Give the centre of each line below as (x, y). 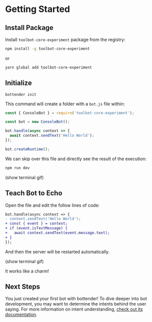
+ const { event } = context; (37, 224)
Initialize (19, 83)
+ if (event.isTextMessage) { (37, 228)
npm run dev (17, 168)
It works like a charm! (27, 271)
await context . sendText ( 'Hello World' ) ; (52, 136)
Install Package (29, 28)
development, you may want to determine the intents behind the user (76, 304)
